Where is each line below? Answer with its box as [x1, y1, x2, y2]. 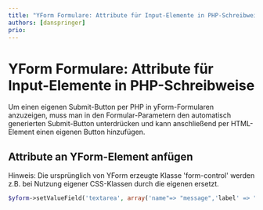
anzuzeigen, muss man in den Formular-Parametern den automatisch [8, 110, 232, 120]
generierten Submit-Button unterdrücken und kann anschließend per [8, 119, 229, 129]
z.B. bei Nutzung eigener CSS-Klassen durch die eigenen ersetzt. [8, 179, 219, 189]
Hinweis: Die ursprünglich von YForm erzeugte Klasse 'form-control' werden [8, 171, 255, 180]
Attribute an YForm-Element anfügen [8, 150, 193, 163]
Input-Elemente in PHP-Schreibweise [8, 76, 255, 94]
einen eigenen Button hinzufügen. [36, 127, 146, 137]
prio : [8, 26, 26, 34]
